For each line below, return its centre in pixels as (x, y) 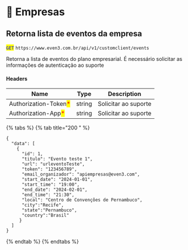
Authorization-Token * (40, 104)
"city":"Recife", (43, 205)
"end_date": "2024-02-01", (54, 190)
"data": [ (23, 144)
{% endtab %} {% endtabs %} (42, 242)
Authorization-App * (37, 114)
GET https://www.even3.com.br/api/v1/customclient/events (78, 48)
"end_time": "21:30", (48, 195)
